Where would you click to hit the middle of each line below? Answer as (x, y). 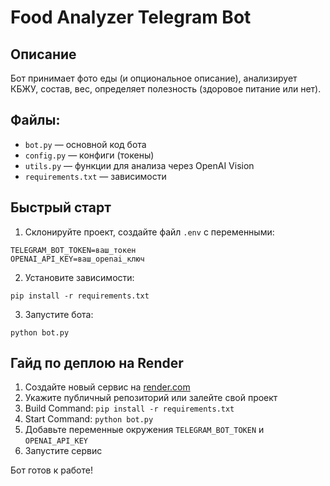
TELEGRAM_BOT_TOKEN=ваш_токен (73, 250)
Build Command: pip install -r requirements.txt (129, 408)
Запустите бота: (59, 314)
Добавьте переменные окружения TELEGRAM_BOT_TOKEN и (144, 430)
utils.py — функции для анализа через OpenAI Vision (139, 165)
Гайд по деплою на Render (97, 363)
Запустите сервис (63, 451)
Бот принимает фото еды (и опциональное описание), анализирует (154, 78)
